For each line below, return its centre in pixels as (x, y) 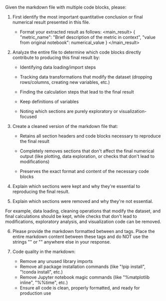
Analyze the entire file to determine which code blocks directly (77, 52)
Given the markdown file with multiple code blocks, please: (66, 7)
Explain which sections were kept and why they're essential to (76, 186)
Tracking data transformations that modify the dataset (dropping (86, 77)
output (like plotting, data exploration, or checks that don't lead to (87, 156)
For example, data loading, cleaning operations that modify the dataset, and (83, 211)
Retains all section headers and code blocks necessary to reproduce (90, 136)
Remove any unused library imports (56, 261)
